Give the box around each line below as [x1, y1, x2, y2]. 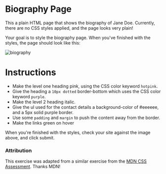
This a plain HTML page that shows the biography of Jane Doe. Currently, [5, 20, 155, 26]
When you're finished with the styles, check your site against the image [5, 130, 151, 135]
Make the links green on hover [12, 120, 74, 126]
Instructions [5, 67, 56, 78]
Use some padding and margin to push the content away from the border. [12, 115, 161, 121]
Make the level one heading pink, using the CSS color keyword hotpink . [12, 83, 158, 89]
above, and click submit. [5, 134, 55, 140]
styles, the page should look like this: [5, 40, 81, 45]
